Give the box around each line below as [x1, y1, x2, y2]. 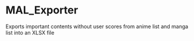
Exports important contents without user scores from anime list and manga [5, 23, 189, 30]
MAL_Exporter [5, 4, 78, 17]
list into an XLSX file [5, 29, 55, 36]
